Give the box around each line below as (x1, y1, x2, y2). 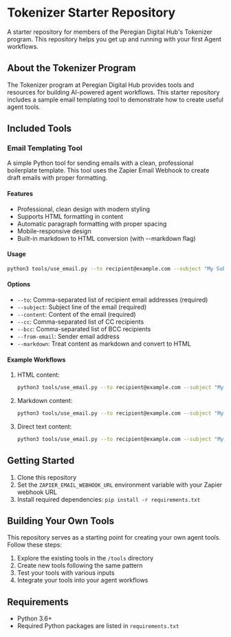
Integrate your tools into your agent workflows (16, 576, 148, 585)
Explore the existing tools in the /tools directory (16, 554, 154, 562)
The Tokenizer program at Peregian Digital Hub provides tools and (7, 81, 195, 89)
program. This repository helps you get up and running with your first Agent (7, 35, 222, 43)
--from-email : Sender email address (16, 332, 120, 340)
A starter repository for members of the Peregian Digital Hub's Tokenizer (7, 28, 213, 36)
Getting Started (7, 455, 75, 467)
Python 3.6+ (16, 614, 53, 623)
